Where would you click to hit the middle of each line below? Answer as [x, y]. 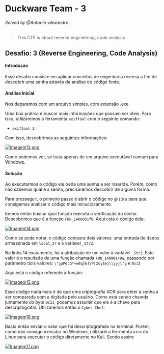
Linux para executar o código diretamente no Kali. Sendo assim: [70, 337]
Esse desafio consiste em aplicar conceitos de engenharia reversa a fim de [81, 76]
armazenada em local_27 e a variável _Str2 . [50, 243]
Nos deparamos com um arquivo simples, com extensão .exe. [68, 104]
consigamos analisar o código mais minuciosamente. [59, 204]
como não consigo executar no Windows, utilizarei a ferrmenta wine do [77, 332]
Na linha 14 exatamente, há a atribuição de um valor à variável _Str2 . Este [79, 253]
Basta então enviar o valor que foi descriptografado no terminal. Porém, [78, 326]
